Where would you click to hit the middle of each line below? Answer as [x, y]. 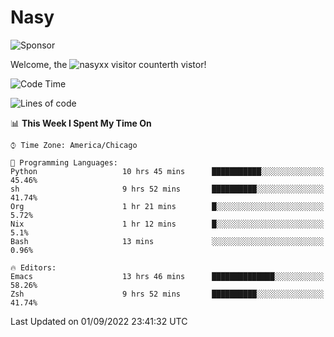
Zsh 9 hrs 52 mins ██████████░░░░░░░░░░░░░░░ [167, 294]
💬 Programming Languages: [64, 162]
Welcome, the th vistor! [108, 64]
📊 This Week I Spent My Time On [81, 123]
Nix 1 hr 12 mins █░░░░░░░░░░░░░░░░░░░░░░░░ [167, 224]
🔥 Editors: [33, 267]
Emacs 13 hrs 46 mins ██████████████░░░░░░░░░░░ [167, 276]
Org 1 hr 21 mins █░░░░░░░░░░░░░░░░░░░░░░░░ [167, 206]
